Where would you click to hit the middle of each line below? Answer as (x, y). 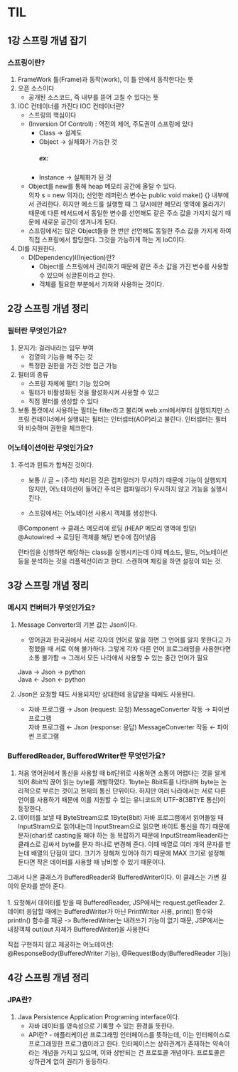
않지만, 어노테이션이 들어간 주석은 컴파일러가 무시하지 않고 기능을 (118, 489)
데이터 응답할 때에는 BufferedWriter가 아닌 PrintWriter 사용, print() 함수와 (110, 911)
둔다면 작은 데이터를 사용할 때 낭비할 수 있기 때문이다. (91, 862)
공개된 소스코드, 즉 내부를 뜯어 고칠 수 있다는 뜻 (93, 97)
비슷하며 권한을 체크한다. (60, 427)
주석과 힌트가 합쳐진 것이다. (56, 464)
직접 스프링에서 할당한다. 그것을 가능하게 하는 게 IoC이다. (107, 239)
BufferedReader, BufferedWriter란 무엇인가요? (86, 756)
